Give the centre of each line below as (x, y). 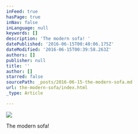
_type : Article (25, 93)
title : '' (18, 66)
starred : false (25, 77)
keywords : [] (22, 33)
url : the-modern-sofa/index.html (47, 88)
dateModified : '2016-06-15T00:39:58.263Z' (59, 50)
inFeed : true (22, 11)
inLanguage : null (27, 28)
